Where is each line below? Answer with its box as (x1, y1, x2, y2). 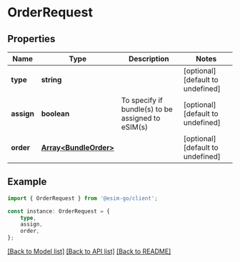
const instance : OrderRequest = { (7, 208, 111, 215)
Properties (7, 33, 56, 45)
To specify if (121, 96, 163, 105)
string (41, 75, 62, 84)
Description (128, 54, 169, 64)
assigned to (121, 114, 161, 123)
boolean (41, 109, 70, 119)
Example (7, 176, 47, 188)
